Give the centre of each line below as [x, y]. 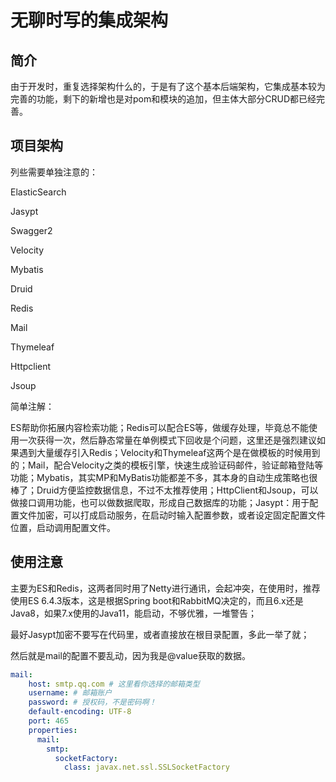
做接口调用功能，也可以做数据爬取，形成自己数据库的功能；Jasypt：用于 [160, 502]
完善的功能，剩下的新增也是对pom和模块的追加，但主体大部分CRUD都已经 [163, 99]
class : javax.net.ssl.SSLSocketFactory [146, 767]
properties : [53, 730]
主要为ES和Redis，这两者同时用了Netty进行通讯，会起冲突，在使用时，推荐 [165, 588]
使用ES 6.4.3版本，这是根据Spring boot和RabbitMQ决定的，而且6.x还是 [157, 600]
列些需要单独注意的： [54, 172]
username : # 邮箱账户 [70, 693]
